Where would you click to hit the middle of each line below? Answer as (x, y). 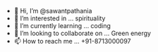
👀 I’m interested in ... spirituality (60, 18)
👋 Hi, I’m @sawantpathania (53, 11)
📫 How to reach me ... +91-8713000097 (73, 41)
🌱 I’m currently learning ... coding (62, 26)
